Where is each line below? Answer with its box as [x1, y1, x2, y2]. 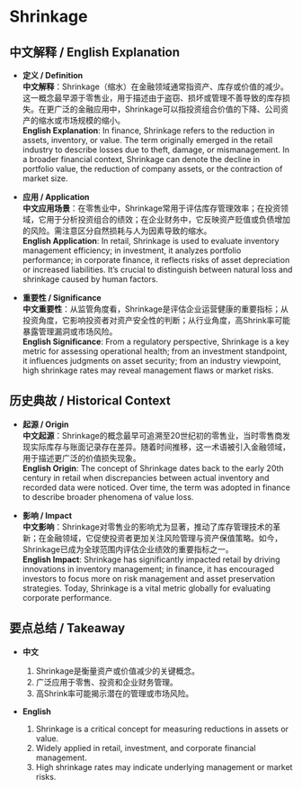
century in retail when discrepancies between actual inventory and [22, 472, 270, 483]
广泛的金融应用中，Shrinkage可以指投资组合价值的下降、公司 [53, 104, 281, 114]
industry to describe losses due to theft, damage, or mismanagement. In [22, 144, 290, 155]
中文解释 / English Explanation [9, 44, 181, 59]
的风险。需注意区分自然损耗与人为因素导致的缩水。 [22, 225, 212, 236]
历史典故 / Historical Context [9, 394, 171, 409]
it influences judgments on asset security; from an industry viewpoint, [22, 356, 281, 366]
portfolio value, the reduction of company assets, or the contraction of [22, 164, 283, 174]
